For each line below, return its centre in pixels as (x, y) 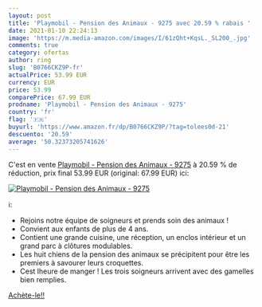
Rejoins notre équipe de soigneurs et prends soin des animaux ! (124, 220)
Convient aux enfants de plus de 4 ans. (84, 229)
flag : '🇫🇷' (28, 120)
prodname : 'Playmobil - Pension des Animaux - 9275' (98, 104)
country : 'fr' (32, 112)
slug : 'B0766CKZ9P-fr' (46, 68)
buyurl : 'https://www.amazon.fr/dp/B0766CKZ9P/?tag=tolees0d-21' (119, 127)
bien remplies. (43, 279)
